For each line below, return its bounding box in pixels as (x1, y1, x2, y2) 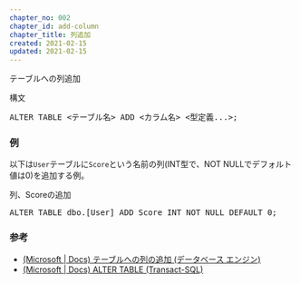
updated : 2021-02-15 (9, 47, 88, 56)
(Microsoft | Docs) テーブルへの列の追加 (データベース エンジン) (22, 253, 261, 264)
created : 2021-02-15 (9, 38, 88, 48)
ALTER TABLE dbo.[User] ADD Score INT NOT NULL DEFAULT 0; (9, 208, 278, 218)
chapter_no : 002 (9, 13, 71, 23)
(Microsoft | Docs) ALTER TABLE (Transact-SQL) (22, 264, 204, 275)
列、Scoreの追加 (9, 190, 72, 201)
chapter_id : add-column (9, 22, 100, 31)
